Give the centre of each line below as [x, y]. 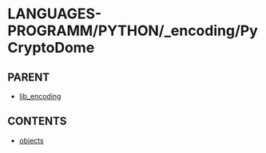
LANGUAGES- [55, 14]
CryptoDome [51, 48]
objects [32, 140]
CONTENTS [37, 122]
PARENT [29, 77]
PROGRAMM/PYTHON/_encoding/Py [133, 31]
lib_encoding [40, 96]
